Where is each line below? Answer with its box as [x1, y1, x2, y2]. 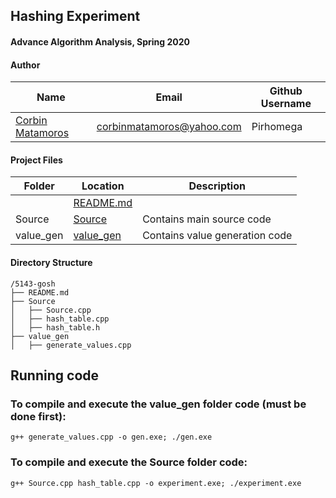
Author [10, 59, 41, 71]
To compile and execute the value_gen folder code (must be [10, 397, 307, 411]
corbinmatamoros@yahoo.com [96, 120, 242, 134]
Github [269, 84, 303, 98]
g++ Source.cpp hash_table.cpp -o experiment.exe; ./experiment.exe [10, 478, 302, 488]
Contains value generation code [142, 229, 293, 243]
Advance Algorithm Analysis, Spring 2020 [10, 35, 190, 48]
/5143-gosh [10, 279, 56, 289]
